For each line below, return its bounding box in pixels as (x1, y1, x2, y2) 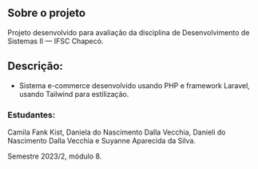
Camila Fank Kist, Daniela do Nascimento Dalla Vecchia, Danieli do (7, 127, 226, 137)
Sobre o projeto (7, 6, 85, 20)
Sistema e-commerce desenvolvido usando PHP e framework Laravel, (18, 80, 251, 91)
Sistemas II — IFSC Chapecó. (7, 36, 104, 46)
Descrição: (7, 59, 63, 73)
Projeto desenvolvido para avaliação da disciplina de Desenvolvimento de (7, 27, 250, 37)
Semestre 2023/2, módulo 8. (7, 151, 102, 161)
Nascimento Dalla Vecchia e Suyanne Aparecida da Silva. (7, 135, 196, 145)
